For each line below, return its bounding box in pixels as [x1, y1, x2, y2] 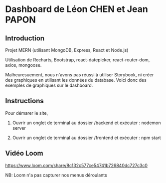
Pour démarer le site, [5, 110, 48, 116]
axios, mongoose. [5, 62, 42, 68]
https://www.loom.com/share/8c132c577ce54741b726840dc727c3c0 [5, 162, 148, 168]
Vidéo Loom [5, 149, 43, 158]
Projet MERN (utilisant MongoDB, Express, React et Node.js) [5, 47, 129, 53]
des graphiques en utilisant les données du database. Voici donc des [5, 77, 147, 83]
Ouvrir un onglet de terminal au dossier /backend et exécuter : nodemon [12, 120, 161, 126]
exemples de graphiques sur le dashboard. [5, 82, 93, 88]
